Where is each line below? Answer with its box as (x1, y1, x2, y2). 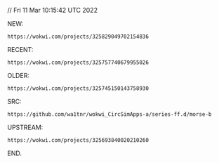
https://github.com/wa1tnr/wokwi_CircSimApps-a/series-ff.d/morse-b (7, 111, 212, 118)
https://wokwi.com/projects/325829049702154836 (7, 33, 150, 40)
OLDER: (7, 72, 30, 79)
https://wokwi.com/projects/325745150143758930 (7, 85, 150, 92)
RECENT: (7, 46, 34, 53)
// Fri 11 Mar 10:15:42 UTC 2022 (7, 6, 98, 14)
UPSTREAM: (7, 123, 44, 131)
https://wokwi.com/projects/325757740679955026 (7, 59, 150, 66)
